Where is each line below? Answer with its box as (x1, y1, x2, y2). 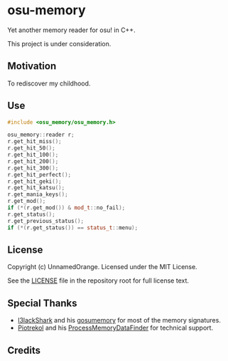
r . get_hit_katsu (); (7, 184, 65, 192)
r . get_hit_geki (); (7, 177, 62, 185)
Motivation (7, 60, 57, 73)
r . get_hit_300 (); (7, 164, 59, 172)
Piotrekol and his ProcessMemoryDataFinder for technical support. (17, 323, 214, 333)
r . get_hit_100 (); (7, 152, 59, 159)
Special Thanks (7, 297, 77, 309)
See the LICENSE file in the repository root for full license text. (7, 276, 190, 285)
